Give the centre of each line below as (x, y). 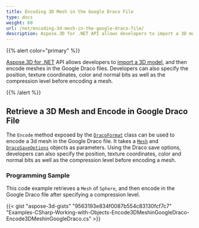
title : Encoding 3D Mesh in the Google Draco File (70, 12)
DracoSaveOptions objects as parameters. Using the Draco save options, (94, 147)
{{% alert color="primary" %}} (43, 50)
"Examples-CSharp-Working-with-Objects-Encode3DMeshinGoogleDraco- (98, 213)
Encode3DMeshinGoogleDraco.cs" (49, 219)
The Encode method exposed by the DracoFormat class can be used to (90, 135)
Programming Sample (38, 175)
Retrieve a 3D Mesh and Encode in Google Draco (97, 111)
